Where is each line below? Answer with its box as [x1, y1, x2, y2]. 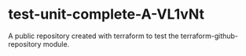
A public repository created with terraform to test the [8, 31, 179, 40]
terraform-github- [180, 31, 238, 40]
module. [42, 39, 70, 48]
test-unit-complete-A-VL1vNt [8, 5, 204, 23]
